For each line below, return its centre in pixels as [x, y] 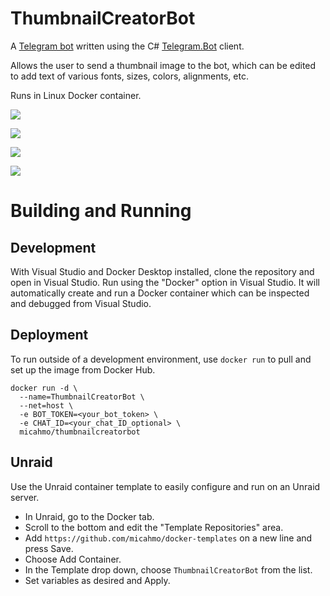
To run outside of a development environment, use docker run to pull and [161, 359]
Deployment [49, 335]
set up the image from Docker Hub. [83, 369]
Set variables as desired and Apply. [97, 580]
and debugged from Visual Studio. [81, 303]
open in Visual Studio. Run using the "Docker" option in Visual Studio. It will [165, 282]
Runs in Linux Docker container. [76, 95]
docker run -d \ [44, 388]
